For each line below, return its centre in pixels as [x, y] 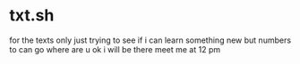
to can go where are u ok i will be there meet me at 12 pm [115, 49]
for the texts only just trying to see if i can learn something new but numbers [150, 40]
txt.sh [32, 16]
